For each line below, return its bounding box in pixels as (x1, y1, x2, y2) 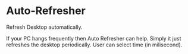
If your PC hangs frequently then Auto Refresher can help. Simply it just (6, 35, 181, 42)
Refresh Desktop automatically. (6, 23, 83, 31)
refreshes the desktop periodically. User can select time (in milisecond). (6, 41, 183, 48)
